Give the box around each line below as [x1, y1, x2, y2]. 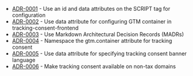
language [11, 57, 36, 63]
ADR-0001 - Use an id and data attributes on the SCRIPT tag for [11, 5, 171, 12]
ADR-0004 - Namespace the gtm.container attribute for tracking [11, 37, 172, 44]
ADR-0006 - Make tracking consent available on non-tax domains [11, 63, 176, 70]
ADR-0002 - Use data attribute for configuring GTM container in [11, 18, 172, 25]
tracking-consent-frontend [11, 24, 79, 31]
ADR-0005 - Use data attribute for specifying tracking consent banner [11, 50, 187, 57]
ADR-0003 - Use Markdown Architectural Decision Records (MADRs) [11, 31, 184, 38]
